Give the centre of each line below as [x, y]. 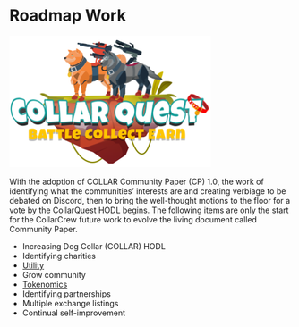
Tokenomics [45, 284]
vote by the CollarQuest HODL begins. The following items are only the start [149, 210]
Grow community [54, 274]
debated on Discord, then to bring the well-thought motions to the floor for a [150, 200]
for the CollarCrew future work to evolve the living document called [133, 219]
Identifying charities [59, 256]
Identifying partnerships [67, 293]
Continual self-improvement [73, 313]
